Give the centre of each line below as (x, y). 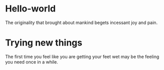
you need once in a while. (32, 62)
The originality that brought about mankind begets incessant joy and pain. (81, 22)
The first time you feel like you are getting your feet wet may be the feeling (82, 56)
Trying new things (44, 43)
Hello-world (31, 9)
